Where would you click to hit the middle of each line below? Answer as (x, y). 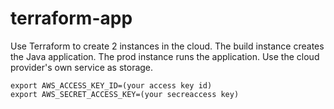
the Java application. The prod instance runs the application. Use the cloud (165, 56)
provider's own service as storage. (82, 67)
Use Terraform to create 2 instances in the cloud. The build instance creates (167, 46)
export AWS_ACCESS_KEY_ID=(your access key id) (111, 85)
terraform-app (71, 18)
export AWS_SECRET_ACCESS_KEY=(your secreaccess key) (125, 94)
